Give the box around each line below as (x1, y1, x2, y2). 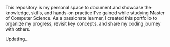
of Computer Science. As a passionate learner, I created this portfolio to (5, 15, 157, 21)
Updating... (5, 36, 29, 42)
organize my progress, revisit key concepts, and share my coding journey (5, 20, 161, 27)
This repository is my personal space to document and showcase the (5, 5, 152, 10)
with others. (5, 26, 31, 32)
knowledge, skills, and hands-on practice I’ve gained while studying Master (5, 10, 165, 16)
